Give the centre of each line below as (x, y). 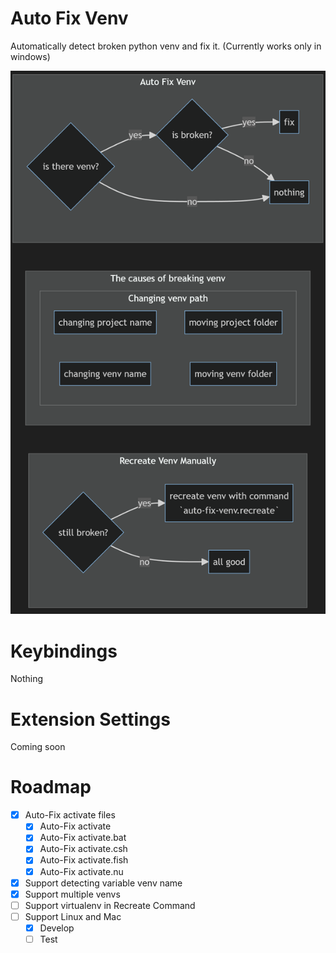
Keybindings (64, 651)
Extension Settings (90, 719)
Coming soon (38, 747)
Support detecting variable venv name (103, 883)
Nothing (27, 679)
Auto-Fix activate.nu (81, 871)
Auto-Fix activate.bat (83, 838)
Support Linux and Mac (73, 916)
